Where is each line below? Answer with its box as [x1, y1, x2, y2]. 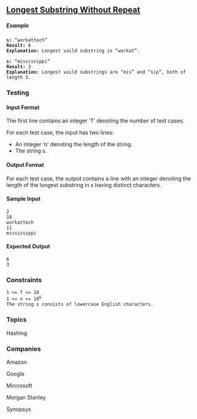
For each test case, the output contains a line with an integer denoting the [6, 175, 192, 182]
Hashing [6, 329, 27, 337]
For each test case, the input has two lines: [6, 129, 114, 136]
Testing [6, 88, 29, 97]
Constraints [6, 276, 43, 284]
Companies [6, 344, 41, 353]
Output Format [6, 161, 44, 169]
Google [6, 370, 25, 377]
